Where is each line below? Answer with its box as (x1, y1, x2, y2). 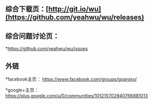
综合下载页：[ (5, 5, 49, 14)
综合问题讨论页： (5, 32, 60, 40)
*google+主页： (5, 87, 39, 93)
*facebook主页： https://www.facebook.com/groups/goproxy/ (5, 76, 137, 83)
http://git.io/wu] (48, 5, 101, 14)
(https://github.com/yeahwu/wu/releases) (5, 13, 145, 22)
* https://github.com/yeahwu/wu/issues (5, 45, 88, 52)
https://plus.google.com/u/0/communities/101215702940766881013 (5, 93, 148, 99)
